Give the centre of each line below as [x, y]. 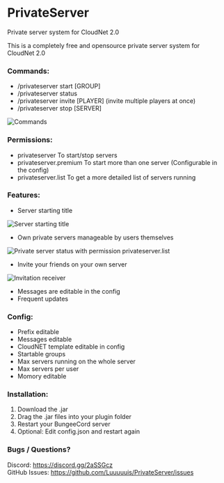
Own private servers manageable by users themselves [95, 237]
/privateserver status [47, 94]
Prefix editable [38, 332]
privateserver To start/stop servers [67, 155]
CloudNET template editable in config [71, 347]
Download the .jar [42, 409]
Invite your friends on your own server [72, 264]
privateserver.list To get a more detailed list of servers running [106, 177]
